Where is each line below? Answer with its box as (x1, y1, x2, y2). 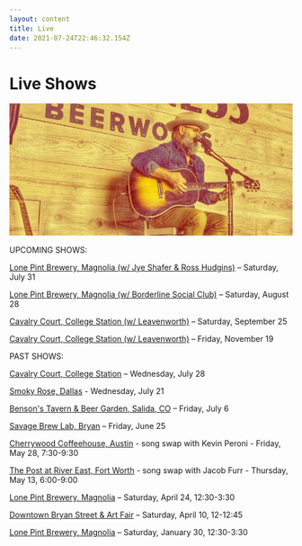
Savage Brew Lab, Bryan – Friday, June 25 (9, 421, 166, 432)
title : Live (9, 23, 54, 33)
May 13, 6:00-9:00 (9, 475, 78, 486)
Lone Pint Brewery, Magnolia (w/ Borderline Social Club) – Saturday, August (9, 289, 289, 300)
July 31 (9, 272, 36, 282)
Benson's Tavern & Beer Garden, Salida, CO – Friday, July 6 (9, 403, 229, 414)
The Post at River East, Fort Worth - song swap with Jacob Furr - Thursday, (9, 465, 289, 476)
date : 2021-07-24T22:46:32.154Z (9, 33, 130, 42)
